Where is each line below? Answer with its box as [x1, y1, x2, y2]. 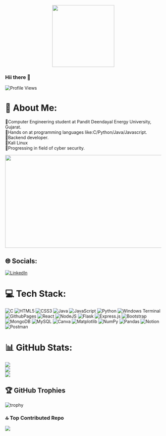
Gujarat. [5, 124, 21, 130]
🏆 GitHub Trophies [5, 386, 66, 395]
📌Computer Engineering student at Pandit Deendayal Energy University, [5, 119, 152, 125]
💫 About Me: [5, 103, 57, 113]
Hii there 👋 [5, 74, 31, 81]
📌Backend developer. [5, 135, 49, 141]
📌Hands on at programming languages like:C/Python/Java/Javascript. [5, 129, 147, 135]
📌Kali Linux [5, 140, 28, 146]
